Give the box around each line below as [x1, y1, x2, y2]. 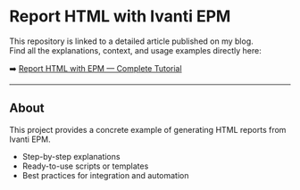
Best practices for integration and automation [21, 169, 189, 180]
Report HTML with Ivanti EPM [9, 6, 231, 27]
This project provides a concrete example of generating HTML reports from [9, 124, 287, 135]
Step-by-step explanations [21, 151, 121, 161]
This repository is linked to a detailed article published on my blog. [9, 36, 254, 46]
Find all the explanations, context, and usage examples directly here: [9, 45, 262, 55]
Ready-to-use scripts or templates [21, 161, 149, 171]
